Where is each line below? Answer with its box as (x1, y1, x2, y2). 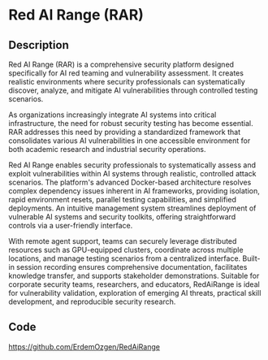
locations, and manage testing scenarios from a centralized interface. (8, 254, 241, 263)
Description (8, 38, 69, 52)
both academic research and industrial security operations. (8, 145, 206, 154)
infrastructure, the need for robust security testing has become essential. (8, 119, 253, 128)
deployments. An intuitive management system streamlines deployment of (8, 203, 257, 213)
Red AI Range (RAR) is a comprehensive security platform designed (8, 59, 234, 69)
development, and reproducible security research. (8, 297, 176, 306)
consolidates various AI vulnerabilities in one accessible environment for (8, 136, 251, 145)
